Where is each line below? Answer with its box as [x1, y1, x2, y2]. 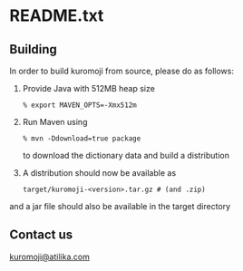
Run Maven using [22, 117, 88, 127]
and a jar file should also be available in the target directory [9, 201, 231, 211]
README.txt [9, 5, 104, 26]
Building [9, 42, 57, 57]
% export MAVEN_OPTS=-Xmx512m [22, 101, 138, 110]
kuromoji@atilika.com [9, 251, 91, 262]
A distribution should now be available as [22, 168, 177, 178]
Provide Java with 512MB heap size [22, 83, 156, 93]
